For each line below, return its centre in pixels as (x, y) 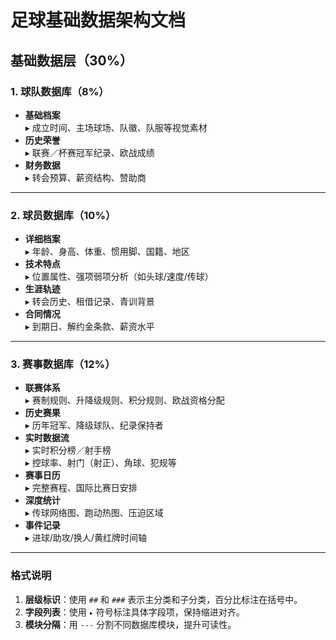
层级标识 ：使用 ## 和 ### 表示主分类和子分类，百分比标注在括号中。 (163, 599)
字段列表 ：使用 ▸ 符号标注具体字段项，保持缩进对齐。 (134, 612)
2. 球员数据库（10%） (63, 215)
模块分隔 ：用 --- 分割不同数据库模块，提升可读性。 (130, 624)
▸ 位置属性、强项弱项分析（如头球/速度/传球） (119, 277)
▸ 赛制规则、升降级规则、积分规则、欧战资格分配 (124, 400)
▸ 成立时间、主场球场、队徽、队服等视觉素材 (116, 127)
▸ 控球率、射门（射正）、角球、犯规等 (100, 463)
